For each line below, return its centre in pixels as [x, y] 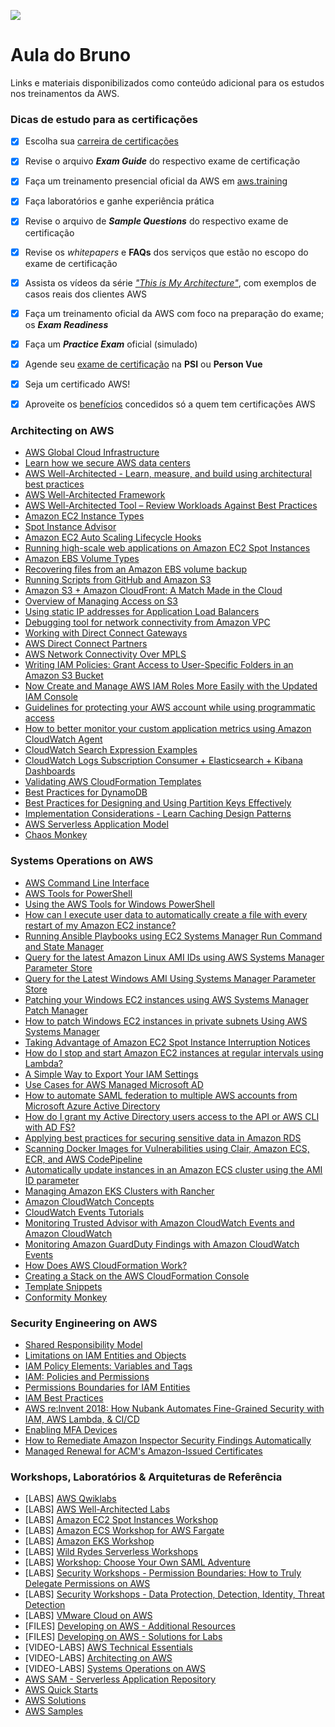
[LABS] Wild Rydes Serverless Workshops [111, 1552]
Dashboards [50, 771]
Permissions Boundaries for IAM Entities [107, 1387]
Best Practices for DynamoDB [86, 792]
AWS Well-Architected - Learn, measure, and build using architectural [168, 474]
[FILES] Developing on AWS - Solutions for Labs [123, 1637]
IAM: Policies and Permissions [87, 1376]
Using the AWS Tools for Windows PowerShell [119, 904]
